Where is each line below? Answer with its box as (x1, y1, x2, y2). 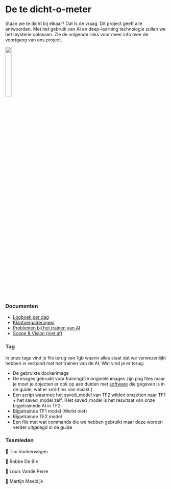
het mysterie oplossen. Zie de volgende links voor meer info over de (5, 31, 149, 37)
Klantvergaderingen (12, 320, 55, 326)
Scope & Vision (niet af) (12, 330, 63, 337)
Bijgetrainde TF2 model (12, 413, 62, 419)
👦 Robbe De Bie (5, 458, 38, 465)
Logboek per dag (12, 314, 50, 320)
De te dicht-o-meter (5, 4, 92, 15)
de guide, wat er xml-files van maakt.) (12, 386, 93, 392)
